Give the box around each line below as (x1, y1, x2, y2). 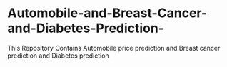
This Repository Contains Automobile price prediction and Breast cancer (7, 43, 221, 52)
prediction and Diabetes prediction (7, 51, 109, 60)
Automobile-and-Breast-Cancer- (7, 5, 208, 21)
